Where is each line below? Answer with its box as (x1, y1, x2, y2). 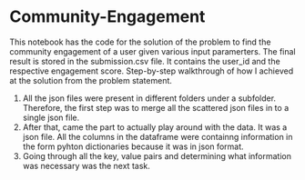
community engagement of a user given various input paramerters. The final (9, 45, 296, 56)
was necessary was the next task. (22, 160, 150, 171)
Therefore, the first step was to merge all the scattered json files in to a (22, 102, 290, 113)
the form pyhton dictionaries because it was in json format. (22, 141, 244, 152)
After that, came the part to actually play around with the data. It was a (22, 121, 288, 133)
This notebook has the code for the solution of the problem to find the (9, 36, 271, 47)
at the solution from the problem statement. (9, 75, 173, 85)
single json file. (22, 112, 80, 123)
